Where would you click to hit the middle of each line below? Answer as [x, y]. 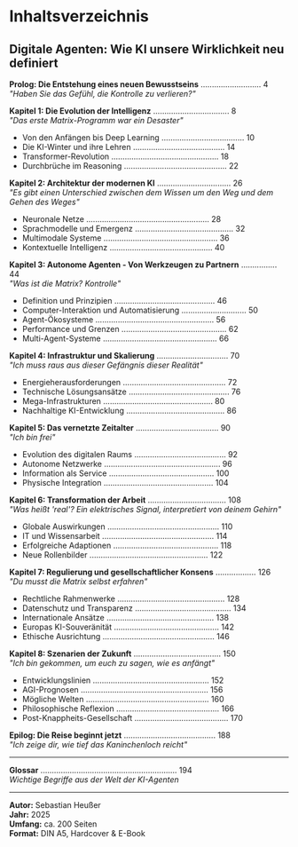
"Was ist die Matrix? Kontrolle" [65, 283]
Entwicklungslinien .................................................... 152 [123, 680]
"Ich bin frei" [32, 437]
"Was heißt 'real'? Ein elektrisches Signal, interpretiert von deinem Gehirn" [145, 509]
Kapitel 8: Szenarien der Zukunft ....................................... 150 [123, 653]
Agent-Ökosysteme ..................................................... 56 [124, 320]
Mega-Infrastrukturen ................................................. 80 [123, 401]
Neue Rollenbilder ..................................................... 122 [122, 555]
